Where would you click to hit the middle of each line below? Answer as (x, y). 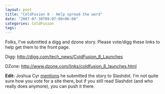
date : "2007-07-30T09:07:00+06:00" (42, 19)
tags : (11, 28)
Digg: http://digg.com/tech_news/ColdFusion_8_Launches (64, 57)
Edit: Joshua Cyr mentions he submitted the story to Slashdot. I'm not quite (82, 76)
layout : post (19, 10)
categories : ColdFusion (30, 23)
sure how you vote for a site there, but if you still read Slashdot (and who (79, 81)
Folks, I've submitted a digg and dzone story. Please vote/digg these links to (83, 42)
